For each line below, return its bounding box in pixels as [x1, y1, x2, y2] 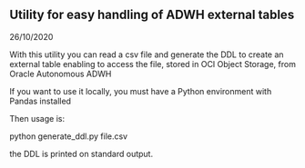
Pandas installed [9, 95, 71, 106]
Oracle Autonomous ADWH [9, 68, 112, 79]
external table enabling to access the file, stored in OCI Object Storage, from [9, 58, 296, 69]
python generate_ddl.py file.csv [9, 131, 128, 142]
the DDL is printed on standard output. [9, 148, 153, 159]
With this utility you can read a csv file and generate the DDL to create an [9, 49, 284, 60]
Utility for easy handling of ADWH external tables [9, 7, 295, 23]
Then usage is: [9, 113, 66, 124]
